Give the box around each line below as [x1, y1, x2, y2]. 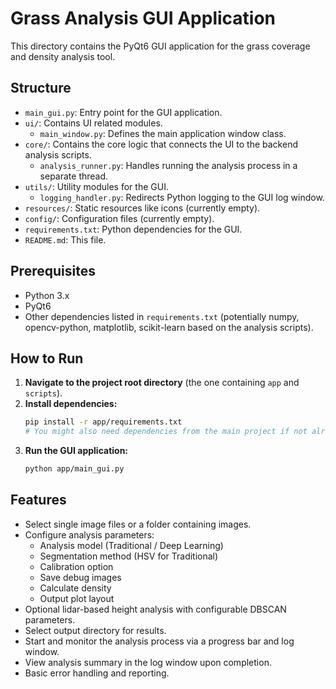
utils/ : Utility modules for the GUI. [24, 180, 169, 192]
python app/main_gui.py [24, 464, 125, 474]
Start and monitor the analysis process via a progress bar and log [24, 635, 295, 647]
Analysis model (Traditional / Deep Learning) [39, 539, 224, 551]
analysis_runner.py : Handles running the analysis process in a [39, 159, 298, 171]
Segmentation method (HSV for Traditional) [39, 550, 219, 562]
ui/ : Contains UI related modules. [24, 117, 163, 129]
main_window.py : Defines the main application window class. [39, 127, 287, 139]
